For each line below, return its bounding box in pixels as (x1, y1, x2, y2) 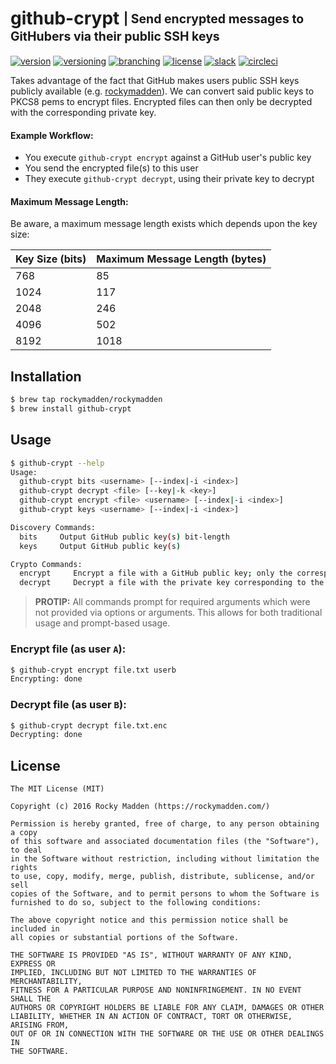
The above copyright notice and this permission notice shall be (10, 915, 288, 926)
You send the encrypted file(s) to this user (24, 162, 199, 174)
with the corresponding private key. (10, 106, 157, 118)
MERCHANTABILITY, (10, 977, 83, 987)
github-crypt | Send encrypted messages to (10, 7, 305, 30)
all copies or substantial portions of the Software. (10, 933, 240, 943)
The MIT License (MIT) (10, 784, 105, 794)
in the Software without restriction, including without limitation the (10, 854, 320, 864)
